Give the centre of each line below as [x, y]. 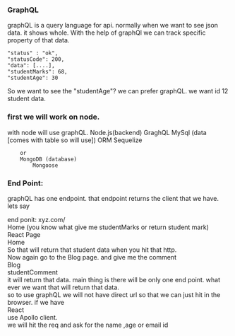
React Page [24, 234]
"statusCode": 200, [36, 59]
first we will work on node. [54, 117]
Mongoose [46, 165]
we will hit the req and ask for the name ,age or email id [88, 325]
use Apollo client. [32, 317]
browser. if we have [36, 302]
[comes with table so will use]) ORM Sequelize [75, 140]
